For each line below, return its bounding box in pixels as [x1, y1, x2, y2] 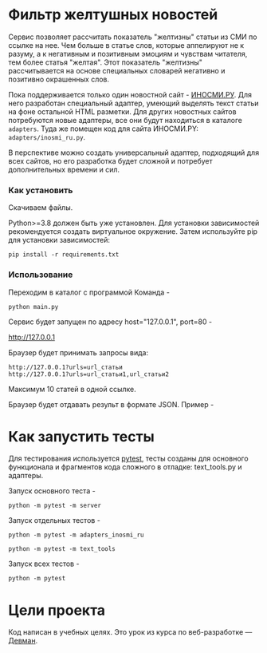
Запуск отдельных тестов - [8, 516, 101, 525]
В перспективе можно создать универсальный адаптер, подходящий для [8, 148, 260, 157]
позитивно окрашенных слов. [8, 74, 110, 84]
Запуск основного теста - [8, 486, 96, 496]
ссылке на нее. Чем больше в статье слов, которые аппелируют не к [8, 40, 245, 49]
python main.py [8, 303, 59, 311]
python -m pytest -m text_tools [8, 545, 116, 553]
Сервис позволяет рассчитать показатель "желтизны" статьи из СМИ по [8, 32, 257, 42]
